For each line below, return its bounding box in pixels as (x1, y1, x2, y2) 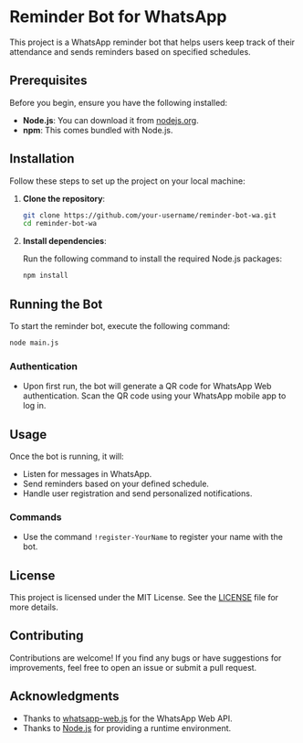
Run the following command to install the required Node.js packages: (22, 253, 283, 264)
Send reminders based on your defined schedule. (22, 478, 210, 489)
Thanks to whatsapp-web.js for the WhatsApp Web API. (22, 713, 233, 724)
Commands (9, 510, 62, 523)
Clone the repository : (22, 193, 106, 204)
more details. (9, 601, 59, 613)
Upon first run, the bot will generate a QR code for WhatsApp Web (22, 381, 272, 392)
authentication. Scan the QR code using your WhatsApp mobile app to (22, 390, 287, 401)
